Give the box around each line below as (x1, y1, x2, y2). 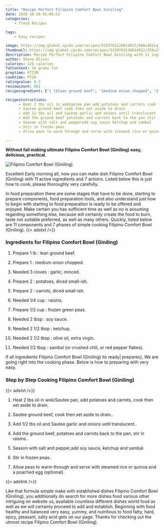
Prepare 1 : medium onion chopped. (12, 259, 84, 265)
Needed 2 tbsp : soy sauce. (12, 316, 68, 322)
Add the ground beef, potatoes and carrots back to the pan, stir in (12, 431, 145, 436)
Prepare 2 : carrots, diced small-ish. (12, 288, 85, 294)
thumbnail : (5, 47, 28, 53)
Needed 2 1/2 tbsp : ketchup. (12, 325, 71, 332)
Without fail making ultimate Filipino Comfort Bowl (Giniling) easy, (5, 147, 142, 153)
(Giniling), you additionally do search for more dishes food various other (5, 493, 150, 499)
